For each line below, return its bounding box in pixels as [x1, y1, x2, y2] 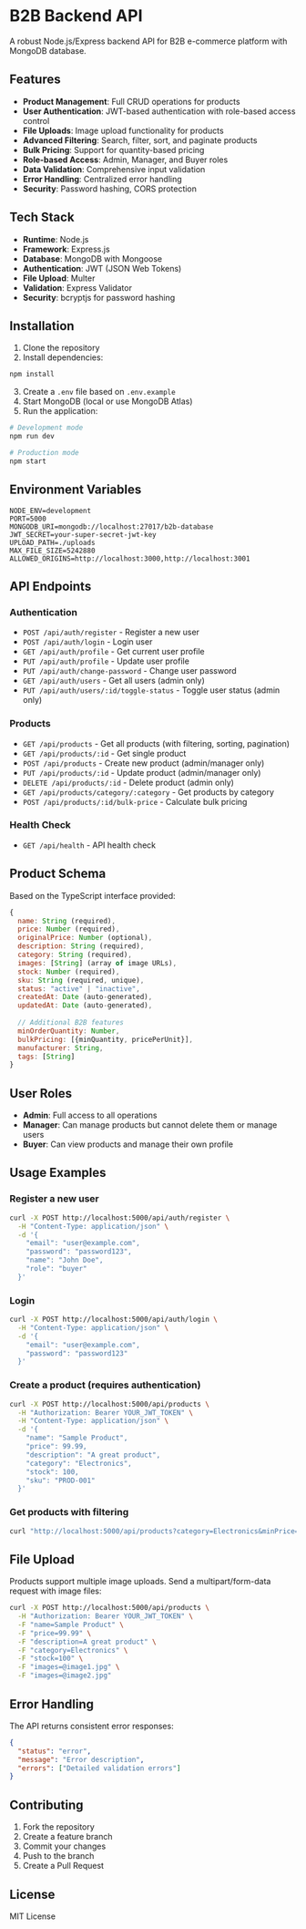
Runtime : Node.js [22, 233, 89, 244]
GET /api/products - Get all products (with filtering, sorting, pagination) [22, 738, 290, 748]
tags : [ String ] [17, 1052, 76, 1061]
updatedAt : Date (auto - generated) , [17, 1001, 153, 1010]
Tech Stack [9, 210, 75, 225]
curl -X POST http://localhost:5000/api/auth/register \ [9, 1213, 230, 1222]
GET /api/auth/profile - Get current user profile [22, 646, 205, 657]
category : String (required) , [17, 950, 132, 960]
